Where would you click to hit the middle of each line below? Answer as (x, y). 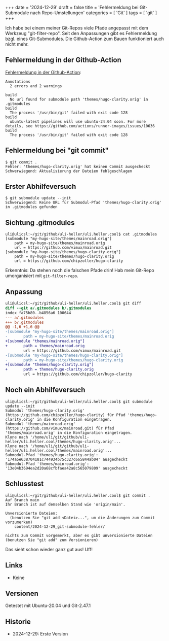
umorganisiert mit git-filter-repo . (42, 276)
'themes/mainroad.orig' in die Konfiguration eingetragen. (69, 433)
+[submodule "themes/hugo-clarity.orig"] (50, 365)
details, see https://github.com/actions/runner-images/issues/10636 (80, 126)
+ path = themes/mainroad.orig (45, 346)
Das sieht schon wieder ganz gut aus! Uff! (49, 549)
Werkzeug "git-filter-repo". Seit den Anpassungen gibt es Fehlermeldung (81, 33)
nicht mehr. (17, 44)
